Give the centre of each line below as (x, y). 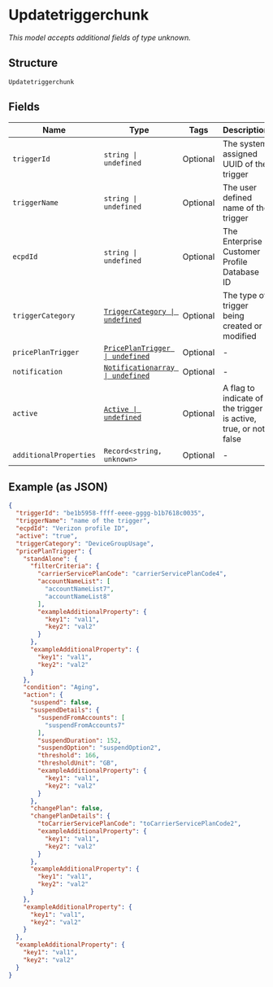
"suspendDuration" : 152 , (80, 740)
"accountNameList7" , (79, 589)
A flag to (238, 388)
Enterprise (242, 241)
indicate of (243, 398)
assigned (240, 154)
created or (242, 326)
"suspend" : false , (61, 703)
